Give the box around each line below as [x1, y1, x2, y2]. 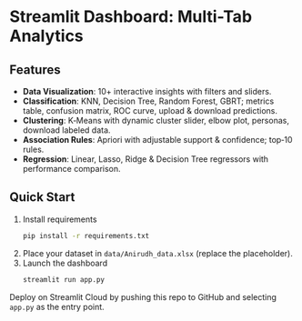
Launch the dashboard [22, 257, 107, 268]
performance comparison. [22, 164, 121, 174]
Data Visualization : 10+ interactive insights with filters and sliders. [22, 86, 272, 96]
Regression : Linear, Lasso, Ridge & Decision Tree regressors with [22, 154, 269, 165]
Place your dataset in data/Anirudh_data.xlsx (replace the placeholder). [22, 247, 294, 258]
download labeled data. [22, 125, 111, 135]
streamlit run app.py [22, 275, 105, 284]
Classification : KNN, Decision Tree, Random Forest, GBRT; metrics [22, 95, 275, 106]
